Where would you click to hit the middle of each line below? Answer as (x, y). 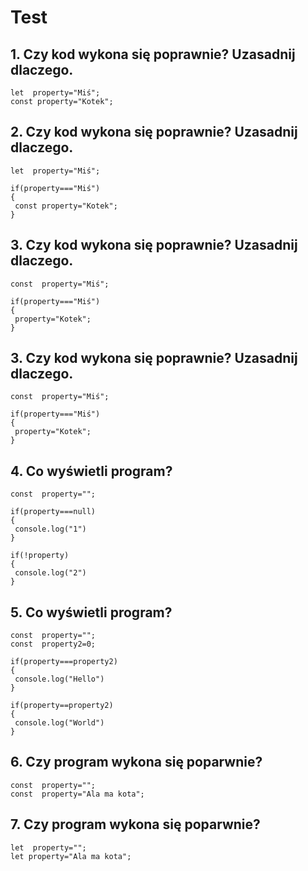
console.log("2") (50, 573)
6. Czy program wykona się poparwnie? (136, 762)
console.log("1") (50, 529)
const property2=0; (53, 644)
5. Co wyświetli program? (91, 612)
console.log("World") (59, 723)
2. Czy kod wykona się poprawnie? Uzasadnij (154, 132)
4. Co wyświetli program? (91, 471)
